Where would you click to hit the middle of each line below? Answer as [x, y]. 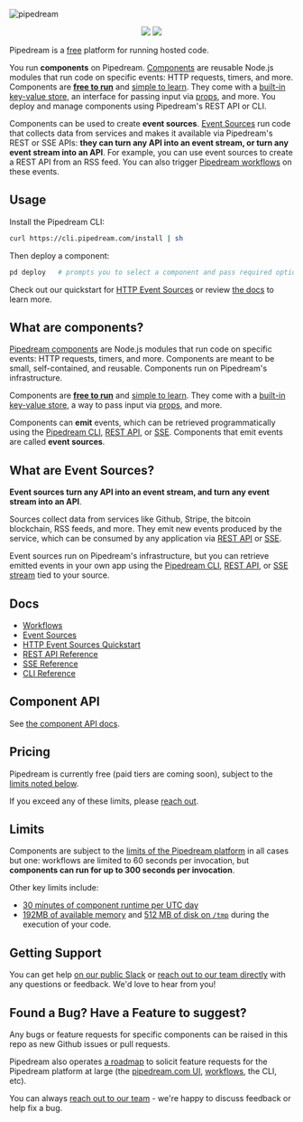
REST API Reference [60, 654]
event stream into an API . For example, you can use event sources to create [151, 152]
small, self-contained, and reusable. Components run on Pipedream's [138, 368]
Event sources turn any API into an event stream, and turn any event [140, 492]
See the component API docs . [64, 723]
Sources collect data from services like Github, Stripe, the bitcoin [130, 519]
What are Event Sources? [82, 470]
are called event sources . [57, 442]
